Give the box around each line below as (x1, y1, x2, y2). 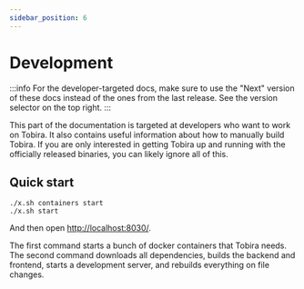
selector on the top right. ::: (9, 102, 112, 113)
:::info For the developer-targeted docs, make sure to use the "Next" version (9, 83, 296, 94)
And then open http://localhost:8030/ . (9, 223, 152, 234)
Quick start (9, 174, 75, 190)
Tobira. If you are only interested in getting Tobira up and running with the (9, 138, 286, 150)
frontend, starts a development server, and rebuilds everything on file (9, 260, 270, 271)
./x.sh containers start (9, 199, 104, 208)
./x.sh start (9, 206, 59, 216)
